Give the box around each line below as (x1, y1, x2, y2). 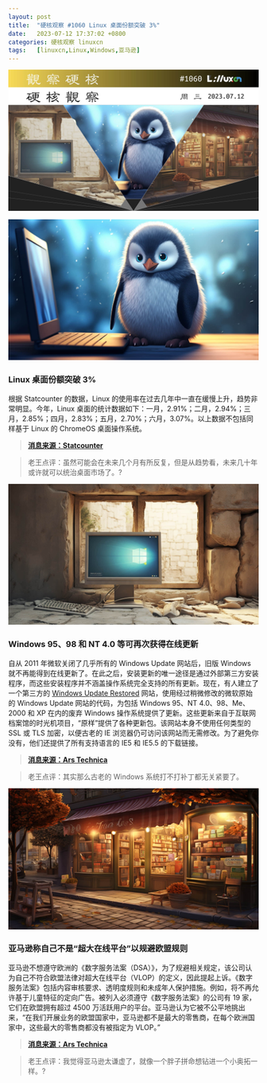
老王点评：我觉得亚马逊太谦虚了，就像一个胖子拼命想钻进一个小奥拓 (27, 1056, 251, 1065)
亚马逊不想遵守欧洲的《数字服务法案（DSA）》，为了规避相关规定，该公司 (8, 963, 246, 972)
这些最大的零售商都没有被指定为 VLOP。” (29, 1023, 161, 1032)
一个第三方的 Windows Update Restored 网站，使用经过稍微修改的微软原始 (8, 688, 253, 698)
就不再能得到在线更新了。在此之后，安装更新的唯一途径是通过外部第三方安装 (8, 668, 259, 678)
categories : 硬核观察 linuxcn (8, 38, 103, 46)
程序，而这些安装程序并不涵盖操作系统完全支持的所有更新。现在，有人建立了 (8, 678, 259, 688)
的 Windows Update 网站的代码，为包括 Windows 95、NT (8, 698, 198, 707)
